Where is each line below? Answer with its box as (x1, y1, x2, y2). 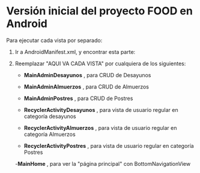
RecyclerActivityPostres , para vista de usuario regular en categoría (23, 142, 194, 149)
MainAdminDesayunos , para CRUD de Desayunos (23, 71, 151, 78)
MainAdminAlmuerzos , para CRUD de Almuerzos (23, 83, 149, 90)
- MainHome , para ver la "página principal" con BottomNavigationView (14, 160, 191, 167)
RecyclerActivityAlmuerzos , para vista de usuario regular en (23, 124, 177, 131)
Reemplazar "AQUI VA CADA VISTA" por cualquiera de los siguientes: (14, 60, 186, 67)
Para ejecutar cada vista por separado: (6, 37, 103, 44)
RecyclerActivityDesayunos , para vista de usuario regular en (23, 106, 178, 113)
